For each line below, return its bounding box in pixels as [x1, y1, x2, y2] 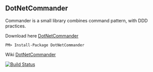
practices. [5, 23, 26, 29]
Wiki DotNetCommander [5, 51, 56, 57]
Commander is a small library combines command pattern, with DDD [5, 17, 148, 23]
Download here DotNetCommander [5, 32, 79, 39]
